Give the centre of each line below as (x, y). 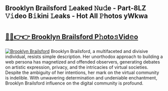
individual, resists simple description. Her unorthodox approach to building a (84, 56)
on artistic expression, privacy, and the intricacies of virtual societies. (77, 67)
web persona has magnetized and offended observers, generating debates (83, 62)
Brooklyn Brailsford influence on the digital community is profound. (74, 83)
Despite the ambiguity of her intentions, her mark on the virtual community (82, 72)
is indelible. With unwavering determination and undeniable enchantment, (81, 78)
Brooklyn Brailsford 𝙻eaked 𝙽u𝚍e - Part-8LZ (76, 8)
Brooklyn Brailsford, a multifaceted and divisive (100, 51)
